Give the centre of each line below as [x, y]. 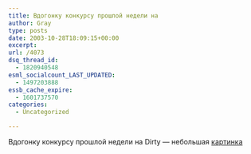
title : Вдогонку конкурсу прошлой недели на [83, 16]
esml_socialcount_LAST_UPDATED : [62, 75]
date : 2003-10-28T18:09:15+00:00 [64, 38]
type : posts [28, 30]
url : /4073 [26, 53]
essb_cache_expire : [41, 90]
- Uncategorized [42, 113]
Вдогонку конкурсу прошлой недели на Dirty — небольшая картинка [125, 142]
